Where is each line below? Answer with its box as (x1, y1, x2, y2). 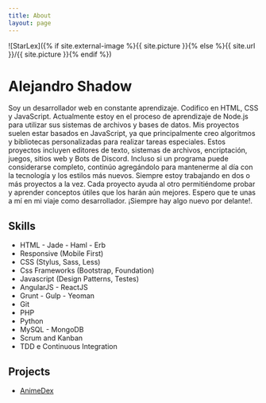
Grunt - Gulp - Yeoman (19, 291, 95, 300)
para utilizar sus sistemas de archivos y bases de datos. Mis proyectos (8, 120, 240, 130)
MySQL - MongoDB (19, 325, 84, 335)
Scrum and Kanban (19, 333, 83, 343)
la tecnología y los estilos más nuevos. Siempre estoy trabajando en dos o (8, 171, 251, 180)
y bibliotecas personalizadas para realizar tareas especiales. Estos (8, 137, 226, 147)
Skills (8, 219, 36, 233)
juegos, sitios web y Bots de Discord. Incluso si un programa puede (8, 154, 229, 164)
